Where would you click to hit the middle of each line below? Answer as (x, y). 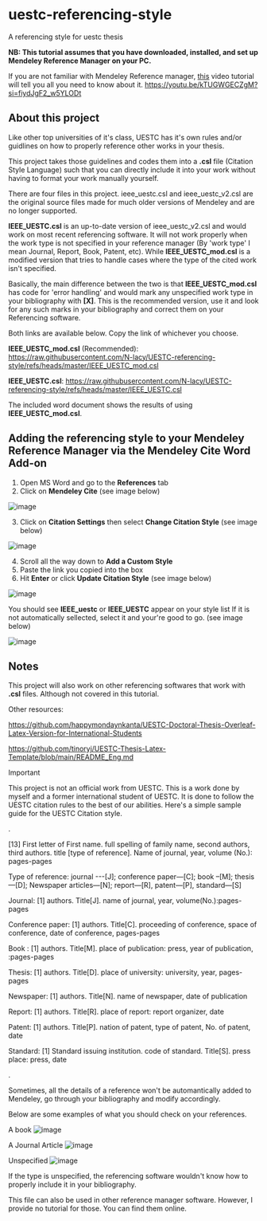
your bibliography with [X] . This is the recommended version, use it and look (133, 300)
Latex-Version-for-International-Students (75, 733)
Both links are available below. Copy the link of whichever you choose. (124, 333)
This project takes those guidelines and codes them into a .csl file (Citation (131, 161)
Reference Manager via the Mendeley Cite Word (130, 451)
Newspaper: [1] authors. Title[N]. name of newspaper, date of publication (128, 996)
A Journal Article (36, 1145)
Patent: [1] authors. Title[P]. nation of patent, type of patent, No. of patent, (130, 1027)
